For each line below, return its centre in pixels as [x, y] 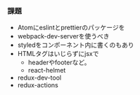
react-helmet [47, 71]
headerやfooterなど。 [59, 63]
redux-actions [38, 85]
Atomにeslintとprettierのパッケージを [71, 28]
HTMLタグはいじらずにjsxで [58, 54]
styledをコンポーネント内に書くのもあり [76, 45]
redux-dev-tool [39, 78]
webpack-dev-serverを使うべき [64, 36]
